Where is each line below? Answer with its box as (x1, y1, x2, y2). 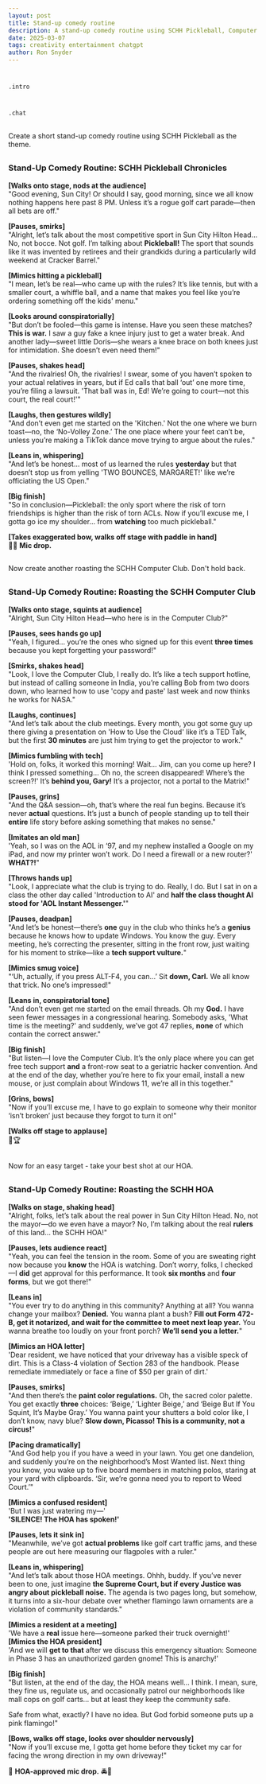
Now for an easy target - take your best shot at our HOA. (8, 1161, 194, 1171)
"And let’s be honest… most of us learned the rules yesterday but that (8, 459, 237, 468)
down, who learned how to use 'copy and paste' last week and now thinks (8, 686, 250, 696)
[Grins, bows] (8, 1094, 54, 1103)
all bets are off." (8, 206, 60, 216)
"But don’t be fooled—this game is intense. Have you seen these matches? (8, 320, 253, 329)
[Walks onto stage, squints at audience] (8, 604, 143, 614)
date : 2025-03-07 (8, 33, 66, 42)
